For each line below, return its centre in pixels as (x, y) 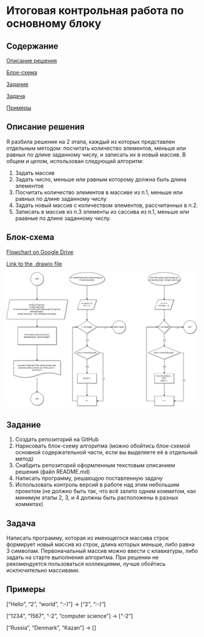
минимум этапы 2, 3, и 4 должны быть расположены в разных (97, 498)
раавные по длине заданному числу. (63, 218)
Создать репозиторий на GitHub (57, 440)
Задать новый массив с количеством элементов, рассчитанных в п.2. (107, 205)
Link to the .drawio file (34, 264)
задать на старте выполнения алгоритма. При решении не (83, 557)
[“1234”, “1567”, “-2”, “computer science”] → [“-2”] (70, 616)
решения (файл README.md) (52, 472)
